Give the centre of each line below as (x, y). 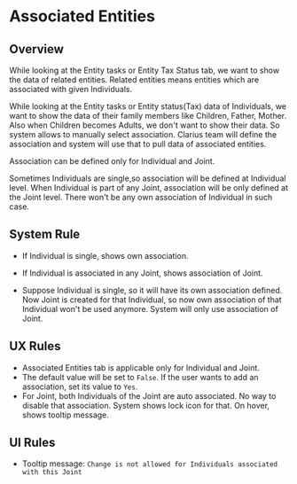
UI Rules (32, 443)
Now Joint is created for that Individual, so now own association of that (152, 300)
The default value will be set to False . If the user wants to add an (140, 377)
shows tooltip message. (65, 415)
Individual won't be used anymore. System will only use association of (150, 308)
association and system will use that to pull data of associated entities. (138, 144)
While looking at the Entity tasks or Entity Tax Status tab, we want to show (145, 70)
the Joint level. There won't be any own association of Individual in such (141, 197)
